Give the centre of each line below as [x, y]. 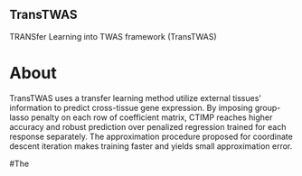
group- [268, 107]
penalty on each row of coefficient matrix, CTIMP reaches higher [152, 117]
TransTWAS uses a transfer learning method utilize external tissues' [136, 97]
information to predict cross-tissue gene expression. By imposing [131, 107]
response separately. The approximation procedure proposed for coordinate [151, 136]
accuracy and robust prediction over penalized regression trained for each [148, 126]
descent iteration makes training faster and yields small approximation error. [151, 146]
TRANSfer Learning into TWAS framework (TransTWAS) [113, 36]
